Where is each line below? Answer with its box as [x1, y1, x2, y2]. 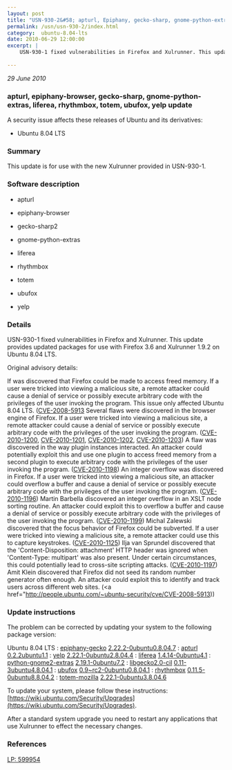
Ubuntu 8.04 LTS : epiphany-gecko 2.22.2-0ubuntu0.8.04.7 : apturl [7, 644, 198, 652]
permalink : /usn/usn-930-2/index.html [7, 23, 119, 30]
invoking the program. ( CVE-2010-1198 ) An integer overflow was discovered [7, 465, 224, 473]
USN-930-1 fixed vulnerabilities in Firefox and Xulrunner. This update [7, 335, 204, 343]
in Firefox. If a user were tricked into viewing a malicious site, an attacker [7, 472, 215, 481]
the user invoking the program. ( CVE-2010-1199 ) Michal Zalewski [7, 516, 192, 524]
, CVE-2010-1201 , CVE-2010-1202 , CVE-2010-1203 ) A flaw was [37, 435, 217, 443]
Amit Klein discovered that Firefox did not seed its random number [7, 568, 196, 576]
